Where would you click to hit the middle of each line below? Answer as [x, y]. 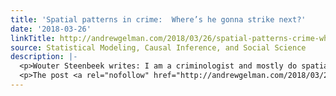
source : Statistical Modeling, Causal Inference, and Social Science [158, 47]
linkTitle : [33, 38]
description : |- [44, 57]
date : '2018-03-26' [51, 29]
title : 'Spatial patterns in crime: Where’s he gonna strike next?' [158, 19]
